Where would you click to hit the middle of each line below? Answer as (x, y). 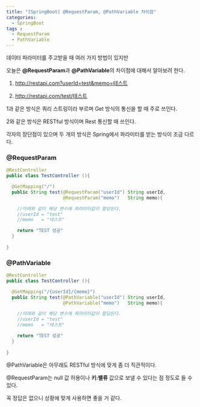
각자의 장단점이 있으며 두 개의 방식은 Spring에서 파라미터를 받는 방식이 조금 (95, 134)
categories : (21, 17)
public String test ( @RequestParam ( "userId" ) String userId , (89, 192)
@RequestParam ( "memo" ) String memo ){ (113, 198)
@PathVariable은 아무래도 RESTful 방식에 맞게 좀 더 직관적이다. (81, 365)
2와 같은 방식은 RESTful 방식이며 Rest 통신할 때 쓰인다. (71, 121)
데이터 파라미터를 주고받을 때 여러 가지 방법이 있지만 (67, 57)
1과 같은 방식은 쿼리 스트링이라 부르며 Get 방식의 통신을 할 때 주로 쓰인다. (92, 109)
